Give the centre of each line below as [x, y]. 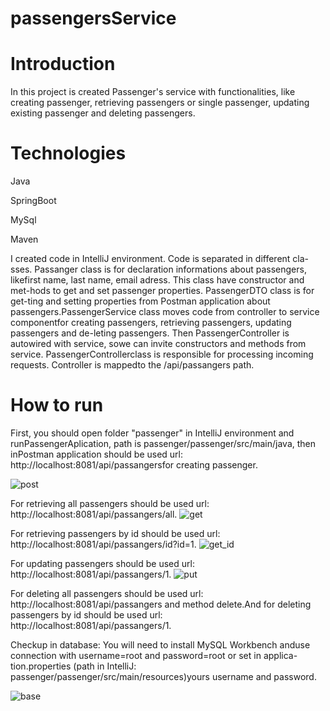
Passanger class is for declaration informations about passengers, [170, 269]
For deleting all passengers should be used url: [107, 593]
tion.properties [41, 666]
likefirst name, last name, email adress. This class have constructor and [157, 280]
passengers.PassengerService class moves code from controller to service [165, 312]
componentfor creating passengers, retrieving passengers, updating [151, 323]
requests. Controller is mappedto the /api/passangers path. [132, 365]
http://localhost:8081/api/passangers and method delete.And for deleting [161, 604]
